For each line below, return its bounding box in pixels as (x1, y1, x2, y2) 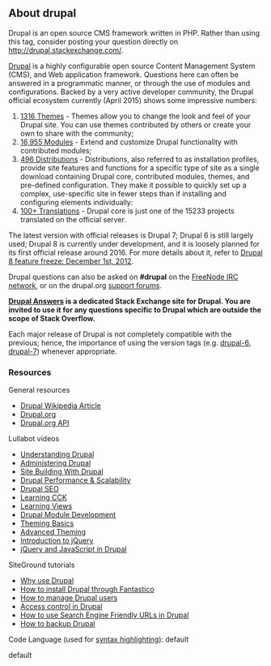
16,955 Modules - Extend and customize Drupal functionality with (19, 137, 239, 147)
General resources (8, 385, 70, 395)
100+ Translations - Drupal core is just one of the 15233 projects (19, 206, 235, 216)
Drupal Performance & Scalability (19, 475, 131, 485)
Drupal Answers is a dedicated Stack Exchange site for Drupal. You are (8, 296, 251, 306)
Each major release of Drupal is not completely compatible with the (8, 329, 232, 339)
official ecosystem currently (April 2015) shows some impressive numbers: (8, 95, 257, 105)
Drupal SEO (19, 484, 59, 494)
